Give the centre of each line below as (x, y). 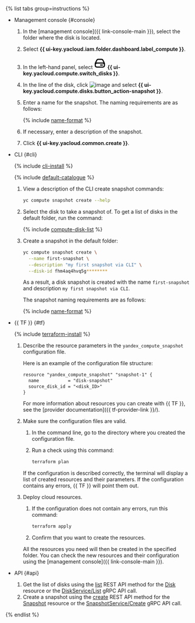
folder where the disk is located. (62, 37)
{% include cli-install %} (43, 166)
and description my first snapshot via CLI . (76, 288)
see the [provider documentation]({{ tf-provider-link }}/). (91, 410)
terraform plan (50, 462)
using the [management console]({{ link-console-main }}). (93, 562)
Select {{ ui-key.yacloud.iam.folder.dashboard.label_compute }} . (104, 49)
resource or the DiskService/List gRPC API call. (80, 591)
